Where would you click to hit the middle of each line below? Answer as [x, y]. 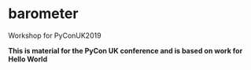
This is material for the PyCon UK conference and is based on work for [125, 50]
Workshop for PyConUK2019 [55, 35]
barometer [43, 14]
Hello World [28, 59]
